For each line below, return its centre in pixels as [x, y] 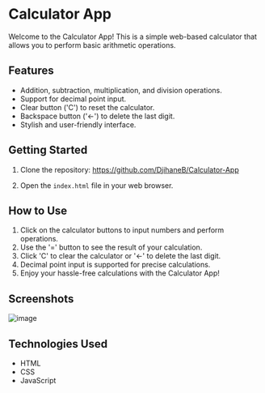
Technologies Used [58, 344]
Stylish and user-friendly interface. [78, 124]
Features [31, 71]
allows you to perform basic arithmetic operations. [92, 45]
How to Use [38, 210]
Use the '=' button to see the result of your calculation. [111, 247]
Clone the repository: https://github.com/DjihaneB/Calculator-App [130, 169]
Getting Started [48, 150]
